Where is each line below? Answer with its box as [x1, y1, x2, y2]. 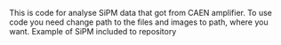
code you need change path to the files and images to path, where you [9, 17, 269, 27]
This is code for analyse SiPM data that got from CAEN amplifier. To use [9, 8, 273, 18]
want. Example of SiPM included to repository [9, 26, 177, 36]
